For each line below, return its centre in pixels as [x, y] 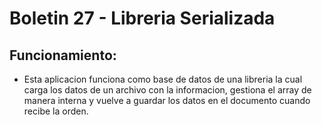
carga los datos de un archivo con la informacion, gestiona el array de [167, 90]
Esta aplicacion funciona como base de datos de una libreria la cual [163, 79]
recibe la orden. [56, 111]
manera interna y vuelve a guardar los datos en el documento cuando [167, 100]
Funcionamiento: [63, 55]
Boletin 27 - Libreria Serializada [142, 18]
